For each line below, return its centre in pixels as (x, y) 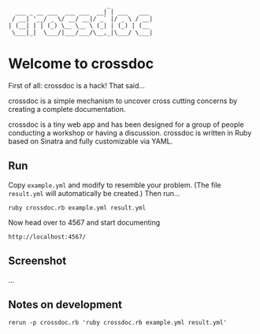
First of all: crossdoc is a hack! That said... (77, 85)
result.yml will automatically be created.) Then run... (94, 193)
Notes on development (65, 304)
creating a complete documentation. (67, 109)
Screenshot (37, 261)
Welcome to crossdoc (81, 64)
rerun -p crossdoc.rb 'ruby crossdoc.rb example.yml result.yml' (117, 323)
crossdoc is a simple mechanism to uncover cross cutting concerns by (123, 101)
